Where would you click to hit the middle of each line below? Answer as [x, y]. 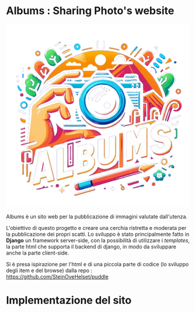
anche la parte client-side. [37, 253]
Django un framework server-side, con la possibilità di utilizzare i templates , [98, 240]
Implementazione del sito [69, 301]
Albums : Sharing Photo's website [90, 11]
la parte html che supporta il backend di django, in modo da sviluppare [91, 246]
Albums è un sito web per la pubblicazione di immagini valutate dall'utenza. [97, 216]
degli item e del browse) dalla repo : [49, 270]
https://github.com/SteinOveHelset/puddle [57, 276]
